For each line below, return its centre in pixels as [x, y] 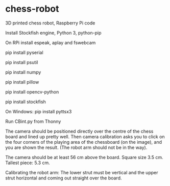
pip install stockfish [26, 102]
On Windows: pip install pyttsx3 [39, 111]
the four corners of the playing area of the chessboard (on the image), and [84, 142]
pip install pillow [22, 82]
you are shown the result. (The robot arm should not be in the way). [76, 147]
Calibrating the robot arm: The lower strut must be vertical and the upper [82, 172]
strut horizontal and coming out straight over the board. [64, 178]
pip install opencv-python [32, 91]
